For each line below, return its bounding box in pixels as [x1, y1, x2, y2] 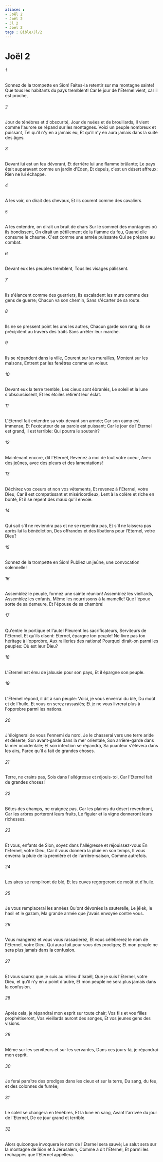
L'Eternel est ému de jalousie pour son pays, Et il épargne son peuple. [5, 669, 145, 675]
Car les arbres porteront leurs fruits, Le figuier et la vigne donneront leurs [5, 811, 152, 816]
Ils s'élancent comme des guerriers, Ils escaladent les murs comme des [5, 292, 149, 298]
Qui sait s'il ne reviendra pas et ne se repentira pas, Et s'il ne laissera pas [5, 523, 152, 529]
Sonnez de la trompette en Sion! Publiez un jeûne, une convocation [5, 559, 140, 565]
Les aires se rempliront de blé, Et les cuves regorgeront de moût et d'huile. [5, 879, 155, 885]
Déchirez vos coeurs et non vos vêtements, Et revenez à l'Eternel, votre [5, 486, 148, 492]
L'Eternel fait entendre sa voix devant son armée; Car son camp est [5, 418, 140, 424]
